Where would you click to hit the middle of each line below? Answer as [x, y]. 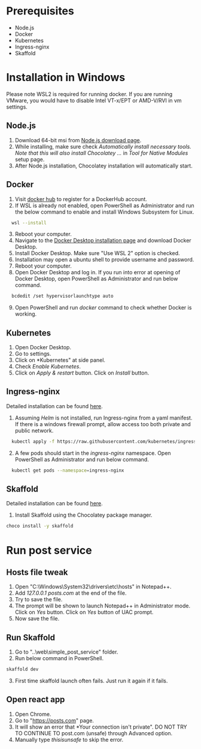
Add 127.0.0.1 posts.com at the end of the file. [71, 593]
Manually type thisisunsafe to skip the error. [69, 739]
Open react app [36, 699]
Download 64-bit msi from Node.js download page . [78, 140]
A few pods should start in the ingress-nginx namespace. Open [93, 453]
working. [26, 314]
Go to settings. [33, 354]
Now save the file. [37, 619]
